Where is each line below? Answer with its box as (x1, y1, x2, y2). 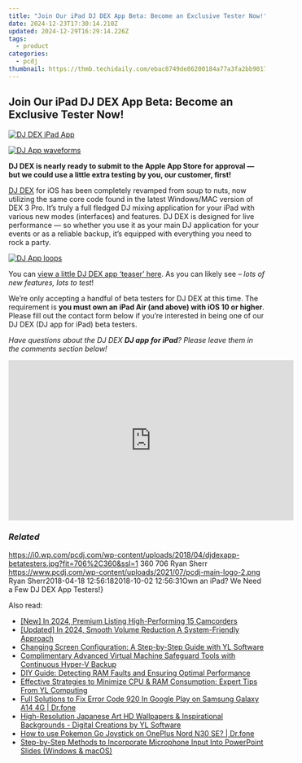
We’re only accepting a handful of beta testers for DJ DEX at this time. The (8, 293, 259, 303)
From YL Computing (20, 685, 88, 695)
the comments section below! (8, 344, 107, 353)
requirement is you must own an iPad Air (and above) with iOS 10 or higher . (8, 302, 265, 312)
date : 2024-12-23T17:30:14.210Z (8, 20, 118, 28)
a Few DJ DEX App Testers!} (8, 584, 104, 594)
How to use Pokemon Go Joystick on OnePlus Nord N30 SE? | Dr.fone (20, 728, 255, 738)
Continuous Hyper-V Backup (20, 659, 116, 669)
